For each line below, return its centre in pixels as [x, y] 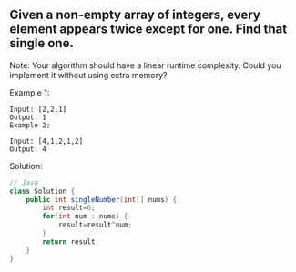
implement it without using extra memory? [88, 75]
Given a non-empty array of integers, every [135, 15]
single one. [42, 43]
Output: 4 [28, 149]
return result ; [71, 242]
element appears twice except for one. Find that [148, 30]
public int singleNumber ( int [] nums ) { [102, 199]
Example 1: [30, 92]
